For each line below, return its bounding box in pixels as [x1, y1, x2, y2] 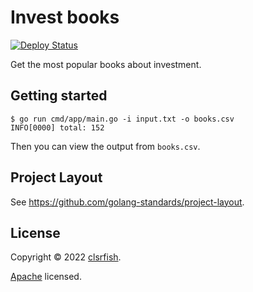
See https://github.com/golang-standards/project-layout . [10, 196, 245, 208]
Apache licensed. [10, 271, 82, 283]
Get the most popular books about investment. [10, 58, 202, 70]
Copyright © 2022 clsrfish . [10, 251, 122, 263]
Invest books [10, 6, 120, 29]
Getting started [10, 87, 108, 105]
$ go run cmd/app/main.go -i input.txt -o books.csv [10, 114, 235, 124]
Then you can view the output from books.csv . [10, 140, 201, 152]
